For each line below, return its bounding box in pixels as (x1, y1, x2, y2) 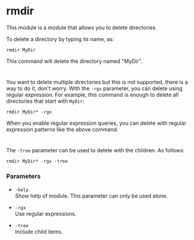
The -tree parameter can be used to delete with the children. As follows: (6, 147, 185, 154)
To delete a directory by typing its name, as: (6, 35, 115, 42)
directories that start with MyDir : (6, 97, 85, 105)
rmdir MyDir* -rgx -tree (6, 158, 68, 165)
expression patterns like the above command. (6, 126, 118, 133)
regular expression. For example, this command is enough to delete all (6, 91, 179, 99)
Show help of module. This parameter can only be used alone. (14, 192, 168, 199)
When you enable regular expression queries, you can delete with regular (6, 119, 187, 127)
